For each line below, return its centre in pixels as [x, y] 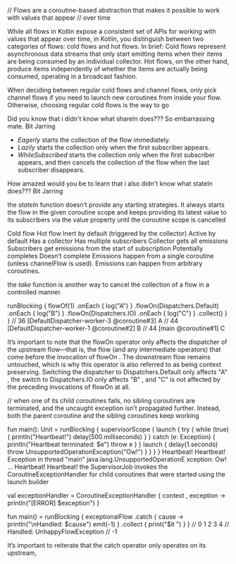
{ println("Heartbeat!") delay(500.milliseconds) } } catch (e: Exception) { [112, 437]
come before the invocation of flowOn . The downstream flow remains [109, 357]
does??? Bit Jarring [35, 191]
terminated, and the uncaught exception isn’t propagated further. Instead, [114, 408]
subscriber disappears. [51, 170]
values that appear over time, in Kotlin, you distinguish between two [106, 39]
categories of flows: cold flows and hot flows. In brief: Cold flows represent [117, 46]
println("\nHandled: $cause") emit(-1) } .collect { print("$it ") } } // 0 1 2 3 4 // [118, 524]
